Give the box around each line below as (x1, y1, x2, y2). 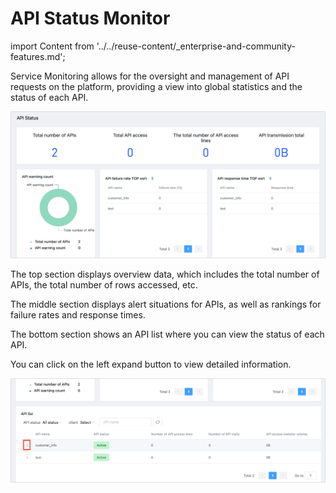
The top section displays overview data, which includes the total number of (10, 268, 320, 281)
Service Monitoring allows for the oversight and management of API (10, 70, 290, 82)
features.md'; (10, 50, 66, 62)
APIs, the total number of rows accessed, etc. (10, 279, 198, 291)
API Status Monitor (10, 7, 171, 30)
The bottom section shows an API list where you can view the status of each (10, 328, 325, 341)
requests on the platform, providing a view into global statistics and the (10, 80, 303, 92)
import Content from (10, 40, 95, 52)
